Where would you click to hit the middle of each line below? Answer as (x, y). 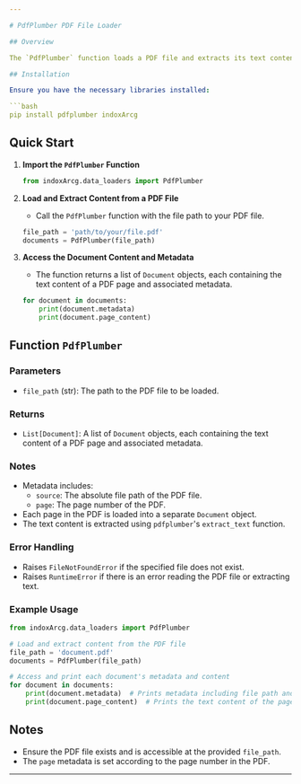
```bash (24, 107)
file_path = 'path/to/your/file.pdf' (93, 232)
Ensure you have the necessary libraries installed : (110, 91)
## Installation (39, 74)
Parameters (35, 371)
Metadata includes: (58, 486)
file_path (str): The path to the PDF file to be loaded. (120, 391)
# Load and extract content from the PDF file (98, 644)
